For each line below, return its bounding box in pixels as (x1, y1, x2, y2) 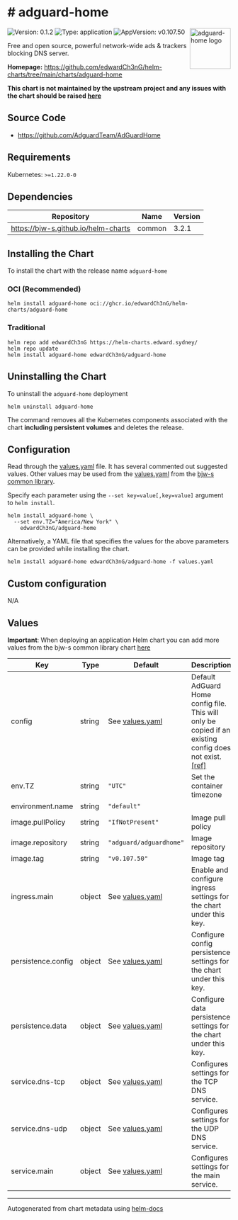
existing (191, 734, 217, 744)
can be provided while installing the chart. (7, 545, 130, 553)
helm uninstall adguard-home (7, 403, 93, 410)
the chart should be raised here (7, 91, 101, 100)
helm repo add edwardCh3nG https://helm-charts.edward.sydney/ (7, 339, 198, 346)
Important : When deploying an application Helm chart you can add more (7, 636, 220, 645)
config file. (191, 699, 227, 708)
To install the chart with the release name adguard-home (7, 266, 168, 275)
